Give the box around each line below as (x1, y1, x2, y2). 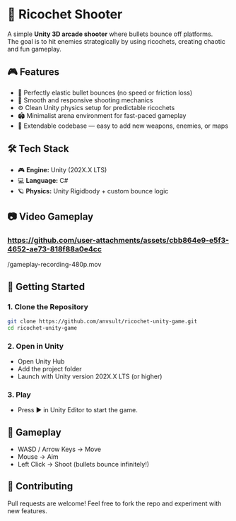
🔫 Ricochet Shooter (7, 6, 123, 23)
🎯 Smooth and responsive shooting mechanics (17, 95, 153, 104)
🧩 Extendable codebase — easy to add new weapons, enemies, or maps (17, 121, 228, 130)
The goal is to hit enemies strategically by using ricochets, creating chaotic (7, 37, 226, 45)
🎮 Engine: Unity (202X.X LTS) (17, 165, 107, 174)
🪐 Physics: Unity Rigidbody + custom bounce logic (17, 186, 169, 195)
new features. (7, 506, 47, 515)
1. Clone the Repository (7, 301, 88, 311)
